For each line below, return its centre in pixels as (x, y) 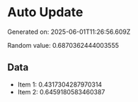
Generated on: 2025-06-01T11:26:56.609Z (69, 32)
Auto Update (45, 12)
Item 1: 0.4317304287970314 (60, 84)
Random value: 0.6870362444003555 (63, 45)
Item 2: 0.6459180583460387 (61, 91)
